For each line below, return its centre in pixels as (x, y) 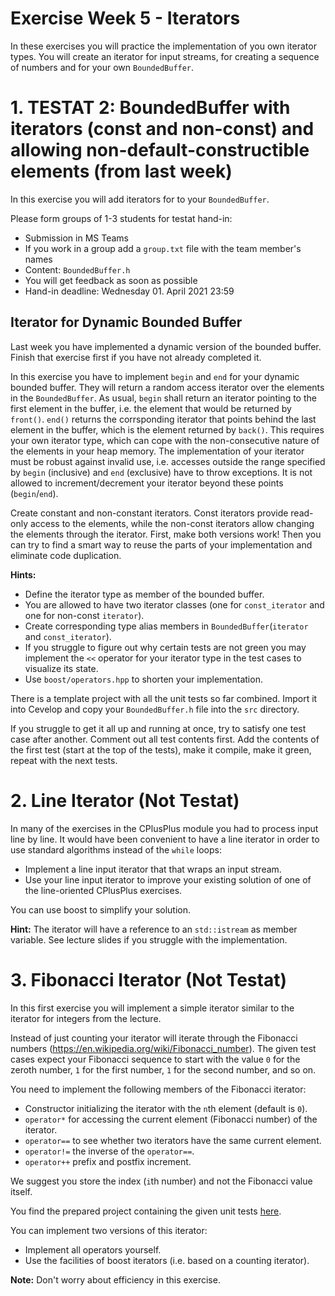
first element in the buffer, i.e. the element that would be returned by (151, 408)
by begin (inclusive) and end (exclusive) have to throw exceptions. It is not (161, 472)
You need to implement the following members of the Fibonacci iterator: (158, 1089)
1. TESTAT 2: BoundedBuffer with (150, 108)
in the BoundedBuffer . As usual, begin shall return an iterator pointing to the (163, 398)
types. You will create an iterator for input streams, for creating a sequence (165, 56)
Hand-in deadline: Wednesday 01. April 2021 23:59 (129, 291)
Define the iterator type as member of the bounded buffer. (144, 594)
